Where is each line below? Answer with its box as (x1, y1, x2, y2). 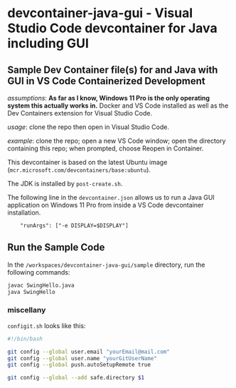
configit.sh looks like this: (7, 321, 86, 330)
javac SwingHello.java (7, 282, 75, 289)
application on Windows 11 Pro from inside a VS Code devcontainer (7, 201, 204, 209)
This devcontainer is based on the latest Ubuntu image (7, 158, 168, 166)
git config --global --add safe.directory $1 (7, 374, 144, 382)
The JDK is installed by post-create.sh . (7, 180, 123, 188)
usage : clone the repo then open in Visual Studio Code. (7, 123, 169, 131)
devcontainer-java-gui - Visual (7, 5, 193, 21)
